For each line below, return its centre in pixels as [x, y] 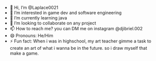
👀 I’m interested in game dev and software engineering [66, 13]
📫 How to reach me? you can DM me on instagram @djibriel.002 [76, 29]
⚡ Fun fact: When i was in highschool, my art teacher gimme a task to [80, 41]
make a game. [24, 53]
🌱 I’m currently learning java [38, 18]
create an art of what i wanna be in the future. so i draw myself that [78, 48]
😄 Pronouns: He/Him [31, 36]
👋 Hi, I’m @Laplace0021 [34, 8]
